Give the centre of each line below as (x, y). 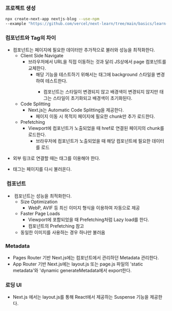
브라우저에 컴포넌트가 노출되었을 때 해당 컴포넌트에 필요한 (93, 141)
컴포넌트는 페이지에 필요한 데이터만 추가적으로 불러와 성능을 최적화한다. (84, 50)
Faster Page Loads (40, 213)
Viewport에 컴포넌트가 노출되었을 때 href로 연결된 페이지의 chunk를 (96, 128)
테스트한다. (56, 81)
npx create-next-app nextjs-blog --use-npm (52, 19)
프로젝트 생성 (20, 8)
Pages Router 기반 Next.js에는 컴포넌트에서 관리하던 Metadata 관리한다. (86, 257)
